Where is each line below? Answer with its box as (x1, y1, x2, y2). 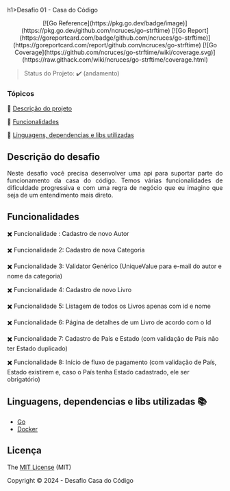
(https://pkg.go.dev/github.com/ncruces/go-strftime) (21, 27, 170, 34)
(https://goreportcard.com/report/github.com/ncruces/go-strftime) (12, 41, 202, 49)
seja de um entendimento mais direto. (7, 191, 114, 200)
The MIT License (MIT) (7, 463, 72, 471)
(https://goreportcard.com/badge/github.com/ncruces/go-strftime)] (19, 34, 211, 42)
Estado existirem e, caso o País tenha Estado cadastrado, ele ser (7, 368, 190, 376)
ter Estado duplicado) (7, 344, 68, 352)
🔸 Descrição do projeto (7, 104, 73, 112)
